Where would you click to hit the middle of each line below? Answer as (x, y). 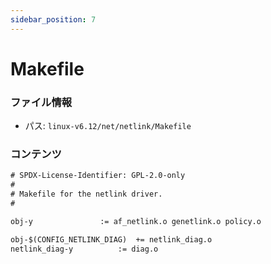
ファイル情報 (41, 102)
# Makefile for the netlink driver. (86, 194)
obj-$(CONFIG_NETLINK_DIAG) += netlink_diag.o (111, 239)
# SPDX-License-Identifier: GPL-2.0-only (98, 176)
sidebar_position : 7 (53, 19)
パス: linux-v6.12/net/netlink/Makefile (108, 126)
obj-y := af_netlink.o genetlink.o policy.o (136, 221)
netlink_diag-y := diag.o (84, 249)
